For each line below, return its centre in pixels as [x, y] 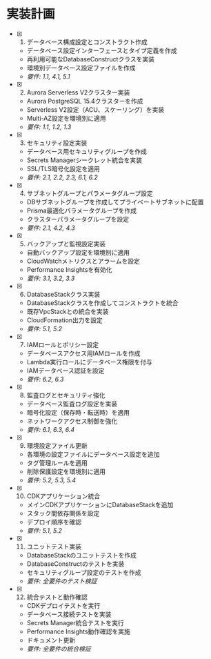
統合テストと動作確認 [57, 597]
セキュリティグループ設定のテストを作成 [84, 572]
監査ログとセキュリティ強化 [66, 395]
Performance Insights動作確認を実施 [78, 631]
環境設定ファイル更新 [57, 445]
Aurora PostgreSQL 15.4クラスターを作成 [85, 101]
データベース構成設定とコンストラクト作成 [87, 41]
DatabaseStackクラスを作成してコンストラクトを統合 [102, 303]
